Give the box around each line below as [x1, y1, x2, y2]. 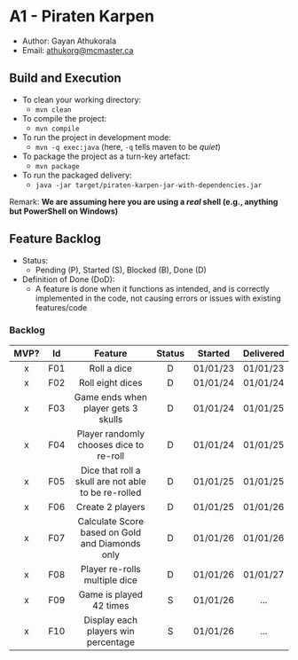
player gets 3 [82, 402, 138, 414]
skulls [98, 412, 123, 425]
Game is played [78, 588, 144, 601]
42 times [91, 599, 129, 611]
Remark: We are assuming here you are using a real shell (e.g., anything [9, 196, 278, 207]
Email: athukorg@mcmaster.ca [21, 44, 134, 55]
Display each [83, 614, 138, 626]
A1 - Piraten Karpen [9, 6, 155, 27]
